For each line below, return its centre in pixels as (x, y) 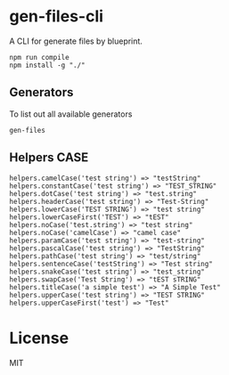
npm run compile (39, 57)
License (39, 338)
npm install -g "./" (48, 65)
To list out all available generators (71, 114)
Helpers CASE (49, 158)
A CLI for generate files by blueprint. (76, 41)
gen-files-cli (57, 16)
